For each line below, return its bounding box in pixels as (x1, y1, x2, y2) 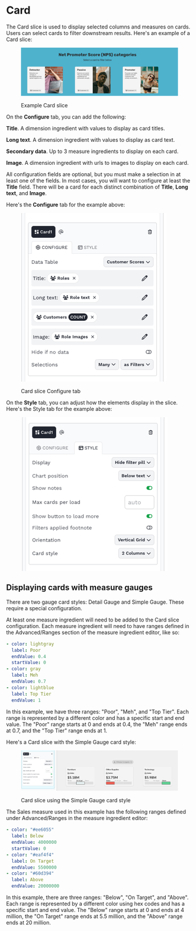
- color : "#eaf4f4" (6, 852, 54, 857)
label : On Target (11, 858, 54, 864)
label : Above (11, 877, 44, 883)
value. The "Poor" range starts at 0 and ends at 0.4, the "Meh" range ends (6, 720, 188, 728)
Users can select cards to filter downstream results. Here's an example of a (6, 29, 191, 36)
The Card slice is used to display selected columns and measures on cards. (6, 23, 191, 30)
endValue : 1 (11, 697, 41, 703)
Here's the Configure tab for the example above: (6, 201, 126, 208)
